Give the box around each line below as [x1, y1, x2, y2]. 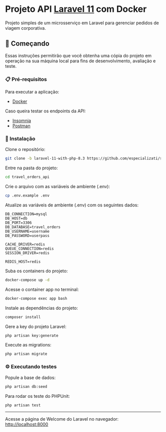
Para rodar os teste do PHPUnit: [5, 393, 70, 399]
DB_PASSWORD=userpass [5, 233, 50, 238]
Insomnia [12, 118, 31, 124]
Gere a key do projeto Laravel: [5, 323, 67, 330]
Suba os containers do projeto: [5, 268, 68, 274]
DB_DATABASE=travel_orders [5, 224, 61, 230]
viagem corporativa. [5, 25, 46, 31]
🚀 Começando [5, 40, 49, 48]
